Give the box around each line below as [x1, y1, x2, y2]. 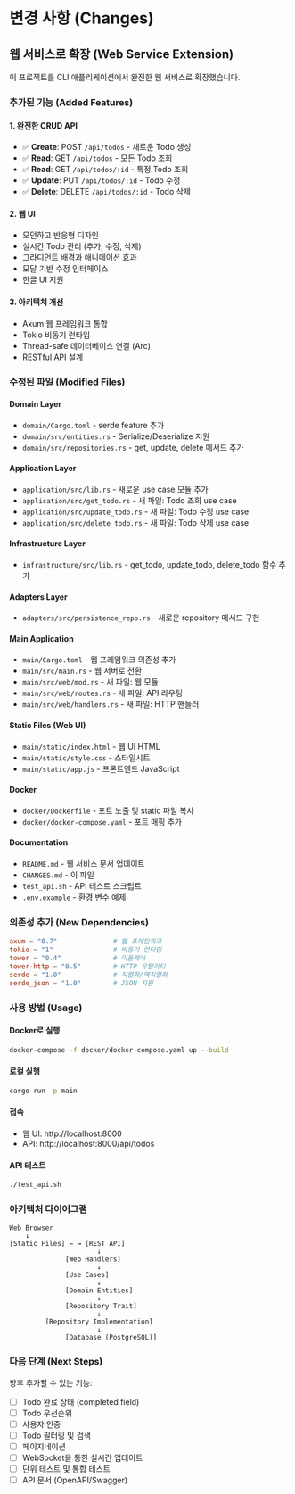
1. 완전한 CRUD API [9, 120, 78, 130]
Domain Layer [9, 399, 62, 410]
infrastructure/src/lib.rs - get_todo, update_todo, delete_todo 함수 [21, 560, 277, 570]
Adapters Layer [9, 591, 69, 602]
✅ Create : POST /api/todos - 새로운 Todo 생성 [21, 142, 192, 153]
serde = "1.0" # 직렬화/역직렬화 [9, 970, 168, 979]
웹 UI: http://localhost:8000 [21, 1128, 122, 1139]
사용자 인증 [21, 1418, 61, 1429]
